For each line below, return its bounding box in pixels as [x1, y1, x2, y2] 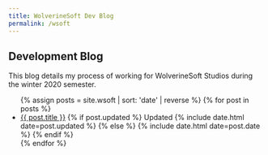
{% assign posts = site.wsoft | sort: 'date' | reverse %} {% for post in [19, 95, 249, 105]
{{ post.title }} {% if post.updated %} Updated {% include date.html [19, 113, 245, 123]
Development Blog [8, 50, 104, 63]
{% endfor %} [19, 139, 67, 149]
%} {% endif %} [19, 130, 74, 140]
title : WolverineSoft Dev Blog [8, 11, 114, 20]
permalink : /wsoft [8, 19, 70, 28]
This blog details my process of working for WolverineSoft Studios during [8, 71, 253, 81]
